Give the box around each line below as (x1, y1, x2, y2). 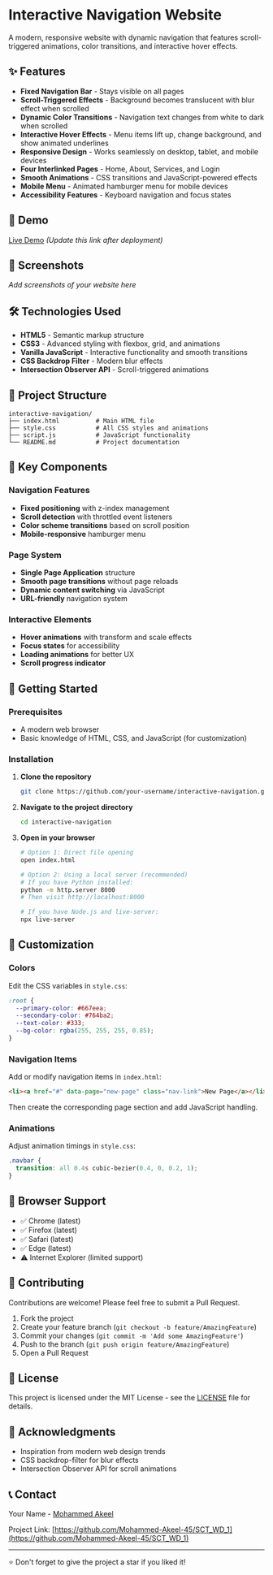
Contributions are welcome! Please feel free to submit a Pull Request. (8, 1297, 240, 1307)
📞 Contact (8, 1487, 57, 1501)
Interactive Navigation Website (8, 6, 222, 24)
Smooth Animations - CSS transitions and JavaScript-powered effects (19, 172, 258, 182)
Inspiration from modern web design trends (19, 1447, 166, 1456)
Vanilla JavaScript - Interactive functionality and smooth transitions (19, 348, 248, 357)
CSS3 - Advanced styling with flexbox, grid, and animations (19, 339, 221, 348)
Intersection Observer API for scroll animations (19, 1464, 177, 1473)
